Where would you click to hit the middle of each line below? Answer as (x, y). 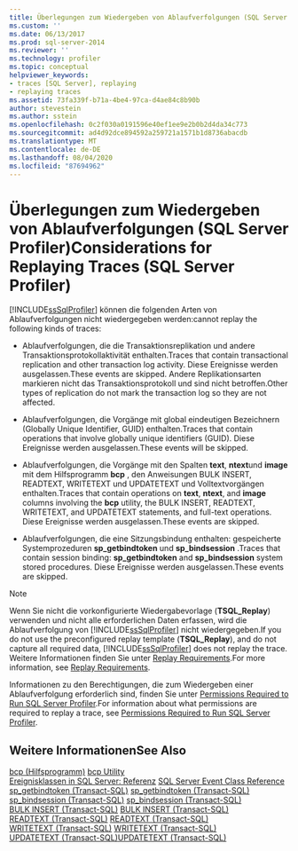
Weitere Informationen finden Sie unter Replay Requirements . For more (137, 658)
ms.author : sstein (43, 116)
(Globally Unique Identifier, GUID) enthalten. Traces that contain (137, 429)
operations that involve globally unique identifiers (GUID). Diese (138, 438)
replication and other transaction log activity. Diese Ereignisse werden (150, 365)
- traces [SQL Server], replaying (73, 83)
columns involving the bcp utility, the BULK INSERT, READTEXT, (138, 503)
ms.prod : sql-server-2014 (57, 42)
